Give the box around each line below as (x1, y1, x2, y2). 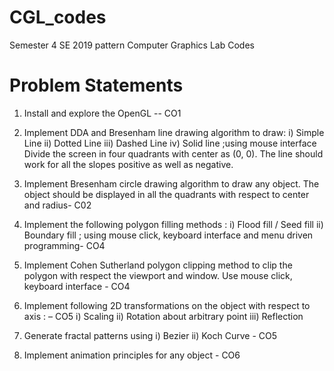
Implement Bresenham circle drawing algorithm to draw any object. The (23, 177, 320, 190)
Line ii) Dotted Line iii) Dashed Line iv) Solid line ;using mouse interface (23, 137, 317, 149)
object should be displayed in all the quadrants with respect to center (23, 188, 310, 200)
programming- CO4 (23, 239, 106, 251)
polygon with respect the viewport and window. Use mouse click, (23, 269, 293, 281)
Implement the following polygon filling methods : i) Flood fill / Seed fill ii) (23, 218, 324, 230)
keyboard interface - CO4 (23, 280, 131, 292)
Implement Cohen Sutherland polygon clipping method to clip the (23, 259, 293, 271)
